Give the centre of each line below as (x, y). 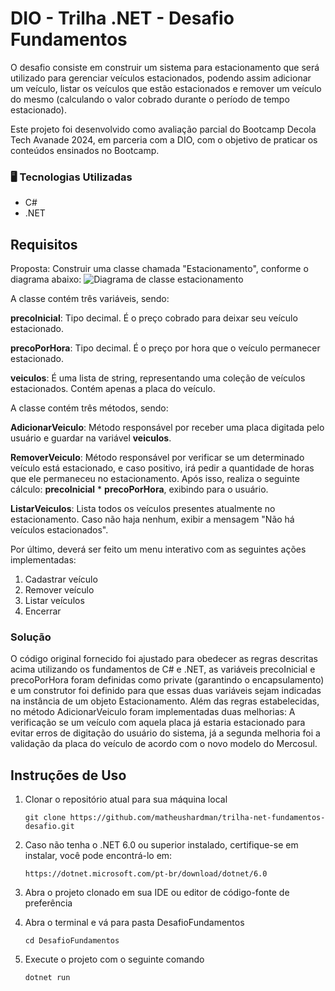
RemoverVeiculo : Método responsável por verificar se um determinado (157, 458)
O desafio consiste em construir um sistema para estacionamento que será (165, 67)
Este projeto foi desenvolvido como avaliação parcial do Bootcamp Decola (163, 129)
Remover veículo (59, 590)
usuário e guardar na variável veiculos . (91, 438)
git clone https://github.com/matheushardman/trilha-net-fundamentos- (175, 818)
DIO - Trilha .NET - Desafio (122, 18)
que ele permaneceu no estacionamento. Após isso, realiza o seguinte (155, 479)
